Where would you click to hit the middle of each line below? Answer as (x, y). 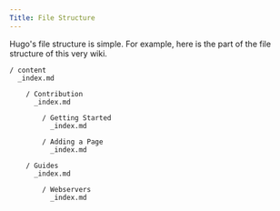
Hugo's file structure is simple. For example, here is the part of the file (140, 44)
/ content (28, 70)
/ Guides (42, 166)
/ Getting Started (77, 118)
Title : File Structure (52, 18)
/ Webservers (67, 189)
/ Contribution (55, 94)
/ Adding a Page (73, 142)
